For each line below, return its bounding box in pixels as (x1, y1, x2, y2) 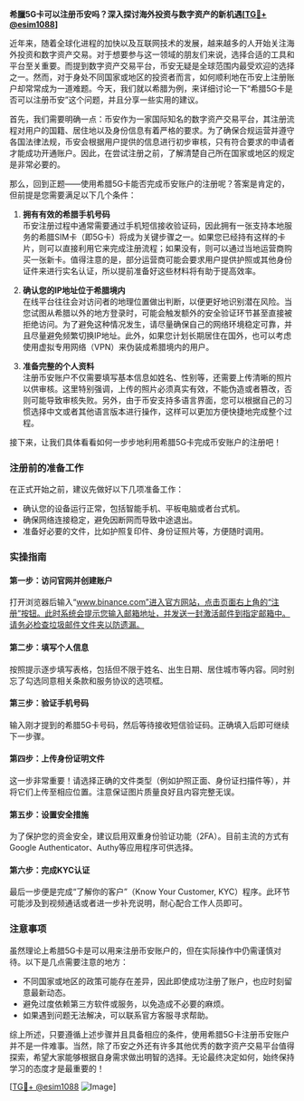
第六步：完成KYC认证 (9, 864, 90, 875)
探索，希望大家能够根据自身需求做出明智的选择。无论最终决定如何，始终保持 (9, 1051, 295, 1062)
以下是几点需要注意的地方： (24, 956, 128, 967)
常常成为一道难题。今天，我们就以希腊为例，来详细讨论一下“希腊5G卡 (24, 83, 285, 93)
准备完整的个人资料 (22, 361, 95, 371)
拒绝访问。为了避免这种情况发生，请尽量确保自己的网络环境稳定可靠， (22, 319, 285, 329)
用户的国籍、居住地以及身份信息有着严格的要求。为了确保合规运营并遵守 (24, 125, 295, 135)
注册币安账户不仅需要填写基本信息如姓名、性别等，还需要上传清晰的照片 (22, 372, 292, 383)
